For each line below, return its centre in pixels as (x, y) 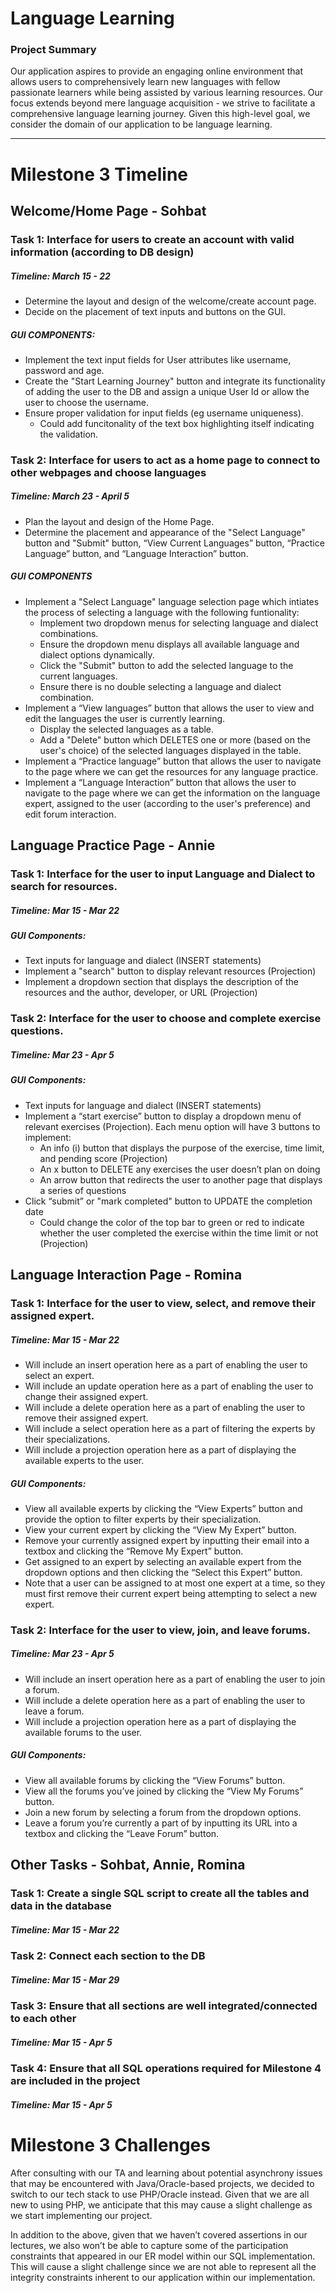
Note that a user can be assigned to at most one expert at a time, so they (175, 1583)
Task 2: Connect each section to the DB (108, 1956)
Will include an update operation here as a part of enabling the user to (169, 1386)
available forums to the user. (83, 1732)
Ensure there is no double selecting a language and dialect (160, 686)
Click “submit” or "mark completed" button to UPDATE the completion (168, 1201)
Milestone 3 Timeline (99, 174)
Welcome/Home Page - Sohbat (108, 211)
